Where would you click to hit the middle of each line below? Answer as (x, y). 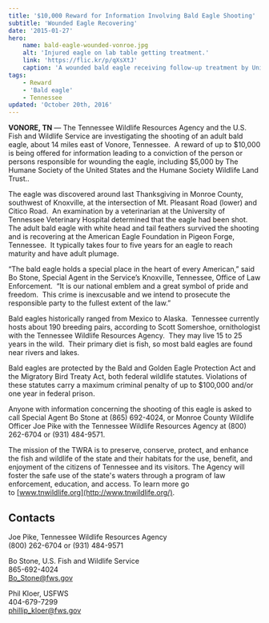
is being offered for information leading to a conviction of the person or (126, 154)
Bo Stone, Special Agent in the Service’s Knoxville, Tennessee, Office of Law (134, 278)
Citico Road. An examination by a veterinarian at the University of (117, 211)
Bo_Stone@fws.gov (41, 577)
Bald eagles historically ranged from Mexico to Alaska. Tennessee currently (134, 319)
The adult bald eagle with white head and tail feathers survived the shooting (134, 228)
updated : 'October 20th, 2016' (60, 105)
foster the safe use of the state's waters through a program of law (117, 476)
